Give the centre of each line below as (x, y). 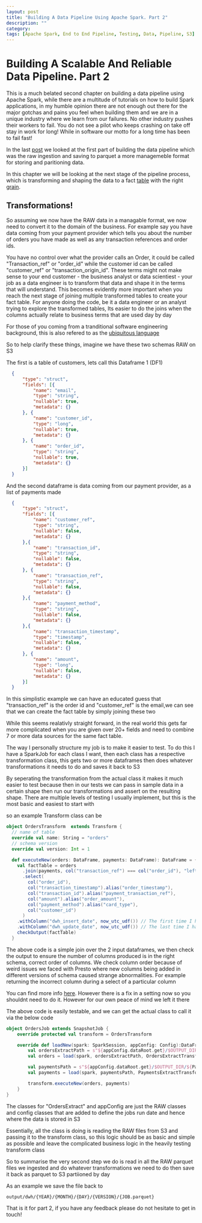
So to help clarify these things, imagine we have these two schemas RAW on (101, 344)
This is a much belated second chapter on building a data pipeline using (95, 93)
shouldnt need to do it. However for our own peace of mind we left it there (98, 999)
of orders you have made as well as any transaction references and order (97, 239)
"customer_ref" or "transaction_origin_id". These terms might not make (94, 270)
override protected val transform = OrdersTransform (84, 1034)
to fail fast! (20, 138)
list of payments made (34, 492)
